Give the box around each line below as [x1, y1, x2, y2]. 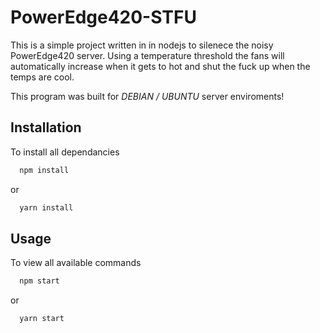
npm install [19, 165, 70, 175]
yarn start [19, 314, 65, 324]
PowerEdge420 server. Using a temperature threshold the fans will [10, 49, 285, 61]
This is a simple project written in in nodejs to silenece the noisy [10, 39, 274, 51]
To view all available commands [10, 257, 142, 269]
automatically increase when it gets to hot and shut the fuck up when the [10, 60, 311, 72]
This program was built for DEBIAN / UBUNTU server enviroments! [10, 90, 285, 102]
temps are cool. [10, 71, 75, 83]
